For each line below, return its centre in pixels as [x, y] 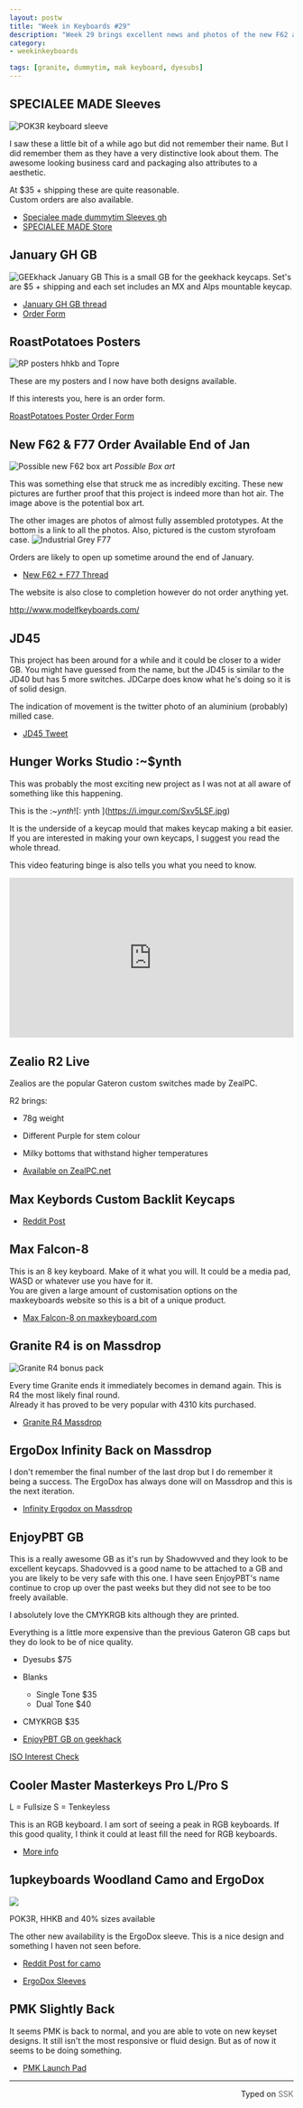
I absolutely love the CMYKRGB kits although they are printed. [124, 1615]
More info [40, 1852]
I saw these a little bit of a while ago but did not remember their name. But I [149, 143]
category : [28, 43]
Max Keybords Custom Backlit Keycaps [123, 1199]
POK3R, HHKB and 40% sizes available [83, 1918]
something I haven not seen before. [75, 1945]
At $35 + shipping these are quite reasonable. [94, 190]
